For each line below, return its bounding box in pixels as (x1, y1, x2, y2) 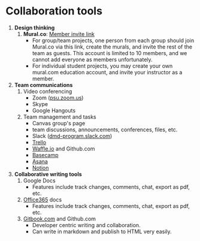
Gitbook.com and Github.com (23, 215, 96, 222)
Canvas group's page (32, 119, 86, 126)
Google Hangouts (32, 107, 76, 114)
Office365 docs (23, 196, 62, 203)
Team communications (14, 81, 73, 88)
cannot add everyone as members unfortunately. (32, 56, 153, 63)
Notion (32, 164, 49, 171)
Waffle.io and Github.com (32, 145, 95, 152)
